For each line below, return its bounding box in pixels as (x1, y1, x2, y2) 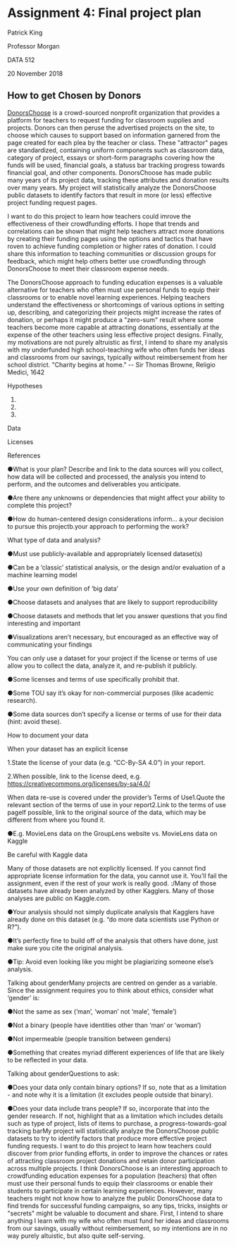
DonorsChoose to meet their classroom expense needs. (7, 264, 169, 273)
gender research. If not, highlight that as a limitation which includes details (7, 1112, 223, 1120)
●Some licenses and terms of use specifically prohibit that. (7, 675, 180, 683)
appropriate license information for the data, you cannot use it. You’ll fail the (7, 871, 228, 880)
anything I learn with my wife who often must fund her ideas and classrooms (7, 1216, 230, 1224)
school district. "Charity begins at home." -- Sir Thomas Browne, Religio (7, 360, 216, 369)
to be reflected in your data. (7, 1055, 88, 1064)
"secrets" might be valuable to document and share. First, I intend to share (7, 1209, 224, 1217)
